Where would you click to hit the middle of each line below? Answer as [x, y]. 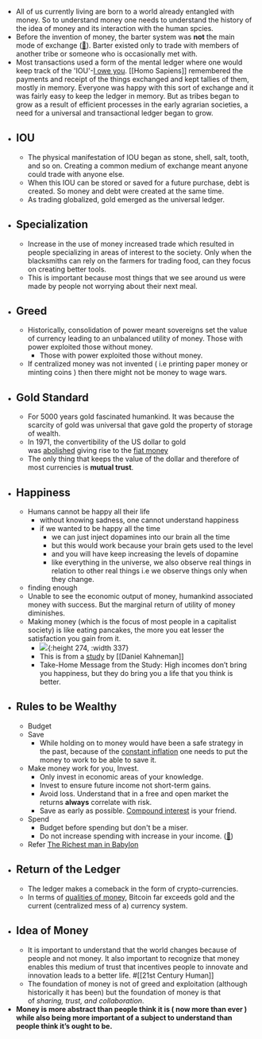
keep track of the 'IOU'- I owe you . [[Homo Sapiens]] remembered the [129, 70]
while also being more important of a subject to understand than [124, 1018]
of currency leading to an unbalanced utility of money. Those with [135, 338]
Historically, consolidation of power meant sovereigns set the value [137, 330]
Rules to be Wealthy [66, 707]
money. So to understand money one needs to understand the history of [134, 20]
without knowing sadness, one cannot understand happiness [139, 520]
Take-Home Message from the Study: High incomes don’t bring [143, 665]
